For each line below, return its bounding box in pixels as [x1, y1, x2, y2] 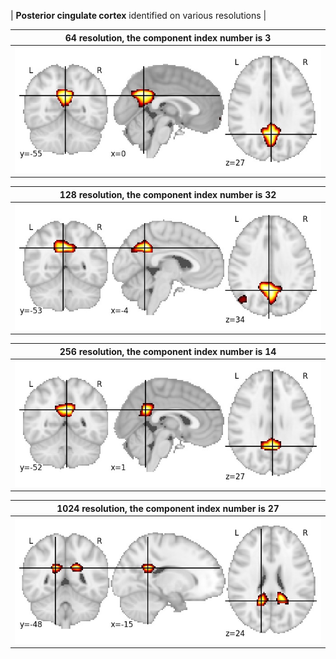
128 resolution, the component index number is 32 [59, 188, 277, 200]
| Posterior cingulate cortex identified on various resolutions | [10, 10, 267, 21]
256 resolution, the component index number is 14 [59, 345, 277, 357]
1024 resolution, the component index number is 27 [56, 502, 280, 514]
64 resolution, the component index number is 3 [64, 31, 272, 44]
